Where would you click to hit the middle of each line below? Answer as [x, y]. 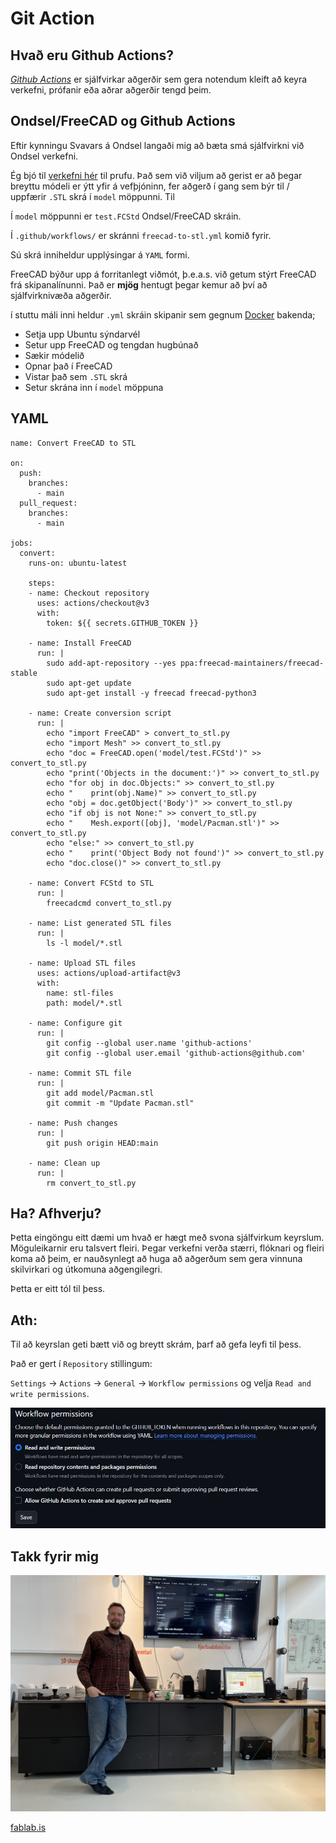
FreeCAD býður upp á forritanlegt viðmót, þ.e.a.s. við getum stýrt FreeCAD [163, 274]
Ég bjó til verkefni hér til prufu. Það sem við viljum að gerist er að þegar [156, 175]
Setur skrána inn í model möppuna [94, 387]
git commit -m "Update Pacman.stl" [120, 1103]
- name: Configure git [75, 1023]
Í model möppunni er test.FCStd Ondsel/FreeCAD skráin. [126, 216]
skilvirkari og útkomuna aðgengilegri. [86, 1269]
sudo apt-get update [89, 683]
